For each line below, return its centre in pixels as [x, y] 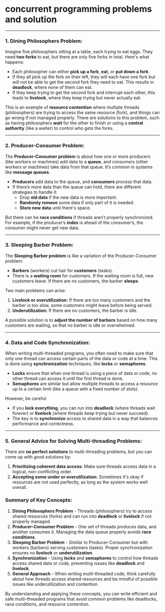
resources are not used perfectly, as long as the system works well [80, 482]
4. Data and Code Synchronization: [48, 342]
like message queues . [28, 172]
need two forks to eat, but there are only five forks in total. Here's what [77, 57]
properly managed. [31, 521]
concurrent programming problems [79, 9]
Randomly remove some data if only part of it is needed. [77, 202]
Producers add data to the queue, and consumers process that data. [82, 182]
